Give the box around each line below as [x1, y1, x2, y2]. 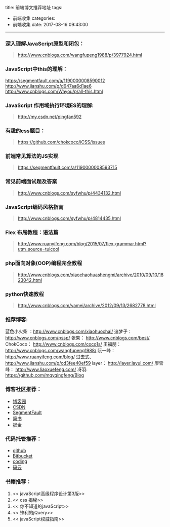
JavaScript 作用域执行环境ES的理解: [5, 102, 94, 109]
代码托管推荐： [5, 435, 42, 442]
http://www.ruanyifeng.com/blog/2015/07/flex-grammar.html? [17, 241, 147, 247]
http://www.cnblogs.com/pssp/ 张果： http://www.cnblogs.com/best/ [5, 335, 150, 341]
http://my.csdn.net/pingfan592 [17, 114, 82, 120]
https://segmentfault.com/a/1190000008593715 [17, 164, 117, 171]
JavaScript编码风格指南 [5, 203, 64, 210]
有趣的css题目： [5, 127, 46, 134]
